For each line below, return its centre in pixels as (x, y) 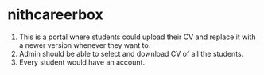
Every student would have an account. (82, 62)
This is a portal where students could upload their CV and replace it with (137, 37)
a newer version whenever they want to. (85, 45)
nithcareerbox (56, 15)
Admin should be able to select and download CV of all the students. (131, 53)
